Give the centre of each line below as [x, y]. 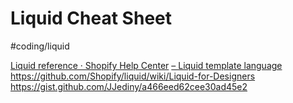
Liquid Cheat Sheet [91, 18]
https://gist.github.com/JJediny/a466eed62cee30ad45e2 [129, 86]
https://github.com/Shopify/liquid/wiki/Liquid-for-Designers [133, 76]
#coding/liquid [40, 46]
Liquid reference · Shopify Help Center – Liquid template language [146, 65]
